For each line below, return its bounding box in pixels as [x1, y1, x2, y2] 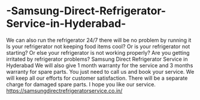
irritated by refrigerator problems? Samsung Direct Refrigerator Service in [6, 55, 188, 62]
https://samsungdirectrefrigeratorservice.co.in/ [6, 87, 123, 94]
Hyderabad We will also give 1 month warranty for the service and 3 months [6, 61, 193, 69]
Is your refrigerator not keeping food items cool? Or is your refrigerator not [6, 43, 190, 50]
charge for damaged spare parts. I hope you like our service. [6, 80, 156, 87]
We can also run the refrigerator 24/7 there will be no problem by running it [6, 36, 192, 43]
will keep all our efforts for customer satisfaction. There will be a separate [6, 74, 188, 82]
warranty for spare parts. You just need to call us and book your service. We [6, 68, 195, 75]
